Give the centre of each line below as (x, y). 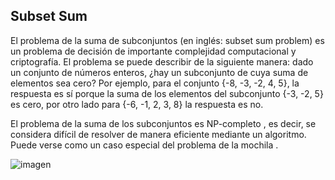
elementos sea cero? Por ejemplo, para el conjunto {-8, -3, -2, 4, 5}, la (155, 83)
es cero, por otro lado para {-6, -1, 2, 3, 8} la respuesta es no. (137, 104)
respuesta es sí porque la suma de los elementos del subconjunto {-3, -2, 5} (167, 93)
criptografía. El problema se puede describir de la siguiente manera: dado (162, 61)
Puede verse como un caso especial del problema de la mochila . (144, 145)
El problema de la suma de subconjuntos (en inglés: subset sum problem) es (167, 40)
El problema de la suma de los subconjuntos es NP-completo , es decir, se (163, 123)
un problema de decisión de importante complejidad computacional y (153, 51)
